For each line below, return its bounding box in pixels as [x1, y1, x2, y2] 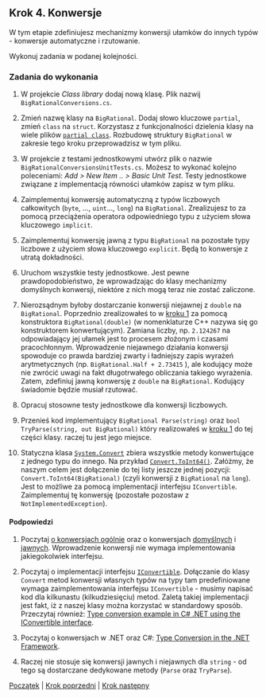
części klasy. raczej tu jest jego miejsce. [20, 433, 152, 443]
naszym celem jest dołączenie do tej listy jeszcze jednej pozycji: [20, 465, 231, 474]
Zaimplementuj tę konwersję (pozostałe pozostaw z [20, 490, 190, 500]
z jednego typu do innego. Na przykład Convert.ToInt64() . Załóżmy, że [20, 457, 254, 466]
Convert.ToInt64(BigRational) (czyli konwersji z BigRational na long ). [20, 474, 251, 483]
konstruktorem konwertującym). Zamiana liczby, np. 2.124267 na [20, 326, 231, 335]
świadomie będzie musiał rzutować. [20, 385, 138, 395]
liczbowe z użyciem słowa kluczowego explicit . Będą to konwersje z [20, 244, 249, 254]
